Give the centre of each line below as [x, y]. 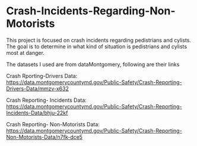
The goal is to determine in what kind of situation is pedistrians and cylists [97, 46]
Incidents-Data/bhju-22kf [37, 113]
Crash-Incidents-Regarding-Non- [91, 11]
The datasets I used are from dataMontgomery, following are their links [93, 64]
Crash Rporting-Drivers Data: [42, 76]
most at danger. [25, 52]
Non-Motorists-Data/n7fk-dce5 [45, 137]
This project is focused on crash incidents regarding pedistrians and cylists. [99, 40]
